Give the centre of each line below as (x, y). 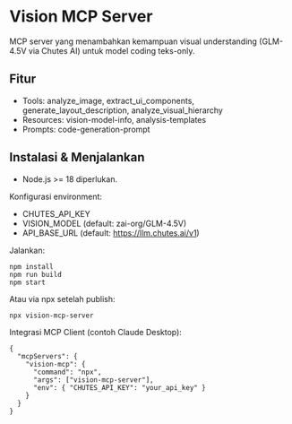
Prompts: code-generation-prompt (86, 129)
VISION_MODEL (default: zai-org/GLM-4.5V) (104, 223)
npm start (28, 282)
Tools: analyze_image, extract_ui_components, (108, 100)
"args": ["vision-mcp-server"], (93, 380)
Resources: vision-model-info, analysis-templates (114, 119)
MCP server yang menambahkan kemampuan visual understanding (133, 41)
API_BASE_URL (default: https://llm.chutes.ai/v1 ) (111, 233)
